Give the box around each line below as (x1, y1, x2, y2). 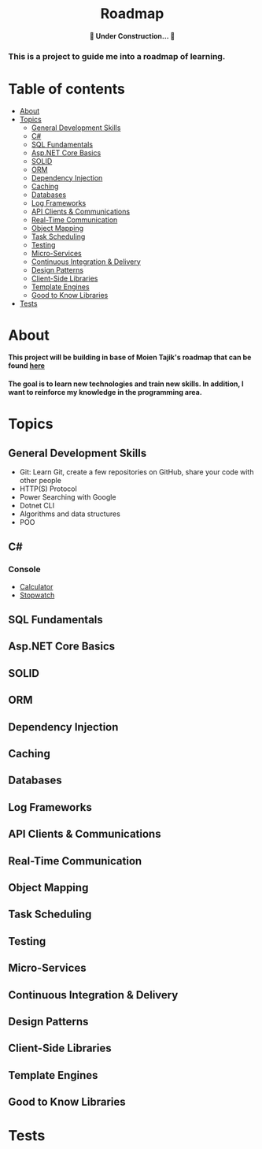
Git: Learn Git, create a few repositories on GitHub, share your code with (19, 467, 254, 477)
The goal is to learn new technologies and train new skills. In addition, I (8, 379, 244, 389)
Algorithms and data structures (19, 509, 120, 519)
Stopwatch (19, 590, 55, 600)
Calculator (19, 582, 54, 591)
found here (8, 361, 46, 370)
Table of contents (8, 80, 126, 98)
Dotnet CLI (19, 501, 55, 511)
